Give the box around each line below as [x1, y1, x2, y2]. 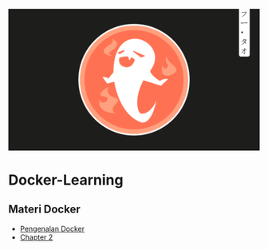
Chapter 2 [19, 232, 53, 242]
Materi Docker [8, 203, 81, 216]
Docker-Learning [8, 171, 124, 188]
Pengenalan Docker [19, 224, 85, 233]
